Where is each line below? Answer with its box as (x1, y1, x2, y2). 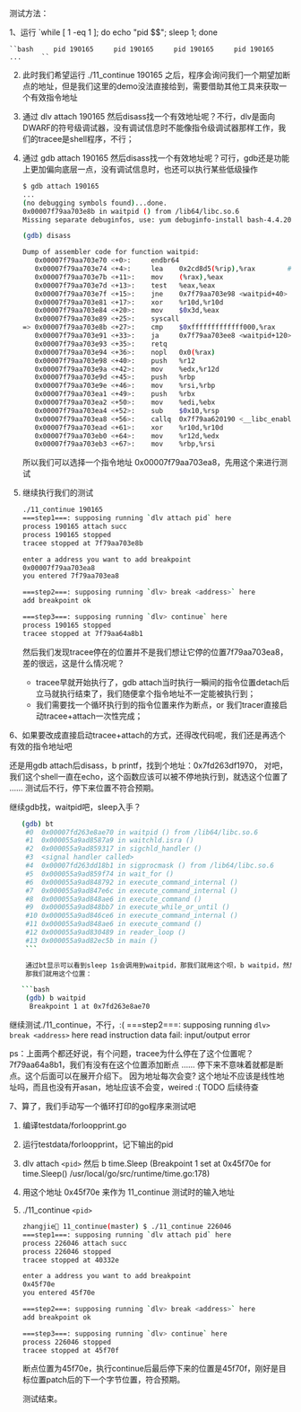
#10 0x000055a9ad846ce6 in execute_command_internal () (25, 911, 239, 921)
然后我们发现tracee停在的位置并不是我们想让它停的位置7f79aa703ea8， (21, 646, 288, 657)
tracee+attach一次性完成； (43, 710, 143, 721)
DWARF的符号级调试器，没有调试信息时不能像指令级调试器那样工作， (21, 122, 279, 133)
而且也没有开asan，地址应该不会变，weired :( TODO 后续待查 (32, 1081, 259, 1092)
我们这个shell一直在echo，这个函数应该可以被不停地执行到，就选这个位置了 (9, 771, 288, 781)
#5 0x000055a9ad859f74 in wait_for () (25, 869, 175, 878)
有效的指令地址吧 (9, 740, 73, 752)
